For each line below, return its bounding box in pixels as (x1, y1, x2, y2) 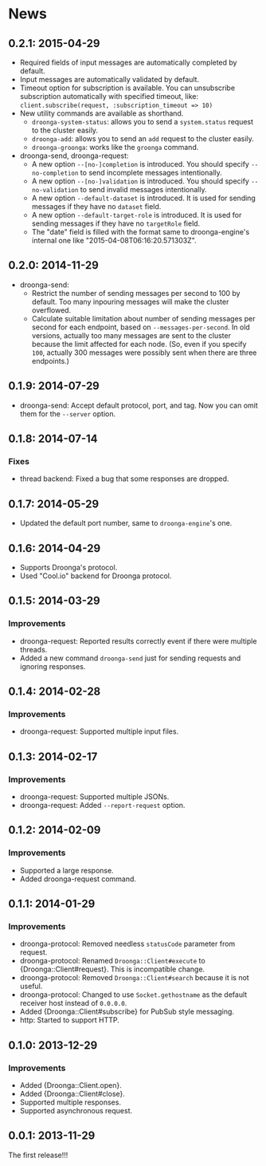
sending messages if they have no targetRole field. (31, 219, 201, 228)
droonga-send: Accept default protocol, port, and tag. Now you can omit (19, 400, 259, 410)
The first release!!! (8, 1150, 68, 1160)
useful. (19, 982, 43, 991)
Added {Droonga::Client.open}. (19, 1081, 122, 1090)
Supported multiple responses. (19, 1097, 122, 1107)
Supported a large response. (19, 865, 114, 875)
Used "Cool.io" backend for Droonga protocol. (19, 571, 172, 581)
